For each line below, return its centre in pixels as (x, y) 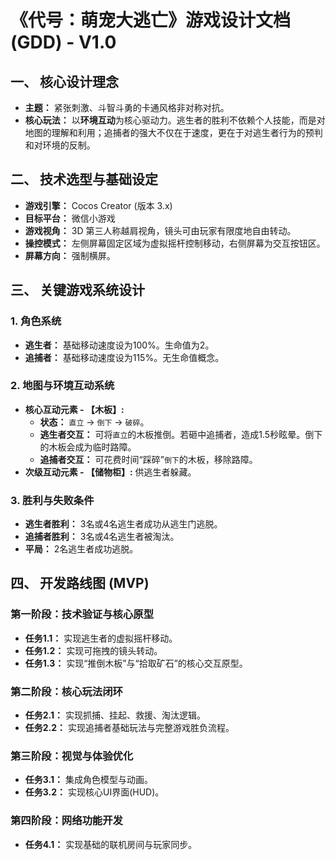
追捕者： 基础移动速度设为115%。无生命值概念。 (124, 357)
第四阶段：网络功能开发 (66, 821)
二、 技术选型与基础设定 (84, 179)
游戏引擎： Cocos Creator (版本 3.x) (98, 205)
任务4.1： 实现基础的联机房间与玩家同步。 (111, 844)
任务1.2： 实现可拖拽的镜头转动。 (93, 650)
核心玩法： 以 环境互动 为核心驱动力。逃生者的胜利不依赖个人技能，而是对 (175, 120)
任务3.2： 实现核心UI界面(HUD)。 (94, 792)
